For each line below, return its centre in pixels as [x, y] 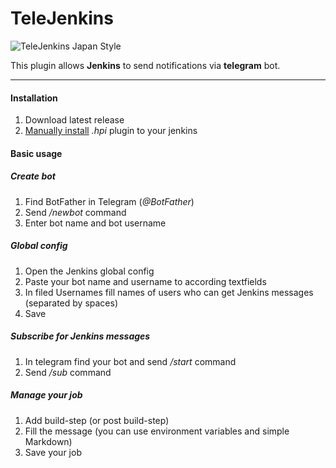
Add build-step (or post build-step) [97, 420]
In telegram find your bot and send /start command [130, 361]
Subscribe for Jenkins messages [80, 336]
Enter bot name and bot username [95, 223]
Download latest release [74, 120]
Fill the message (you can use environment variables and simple [157, 431]
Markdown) [48, 441]
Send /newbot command [75, 212]
